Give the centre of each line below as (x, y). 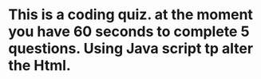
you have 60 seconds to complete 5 (129, 32)
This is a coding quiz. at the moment (131, 15)
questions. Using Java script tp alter (131, 49)
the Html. (40, 66)
